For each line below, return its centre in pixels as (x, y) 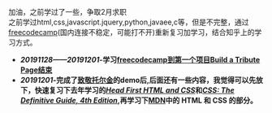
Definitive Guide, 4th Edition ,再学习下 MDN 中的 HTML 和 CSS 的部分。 (139, 100)
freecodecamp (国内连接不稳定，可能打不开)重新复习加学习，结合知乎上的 (132, 32)
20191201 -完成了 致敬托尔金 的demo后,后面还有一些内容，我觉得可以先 (138, 80)
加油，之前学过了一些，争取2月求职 (68, 12)
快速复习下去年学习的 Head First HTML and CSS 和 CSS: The (134, 90)
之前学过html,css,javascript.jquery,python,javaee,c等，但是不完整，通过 (129, 22)
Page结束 (36, 70)
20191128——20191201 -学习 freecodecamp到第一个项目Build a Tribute (140, 60)
